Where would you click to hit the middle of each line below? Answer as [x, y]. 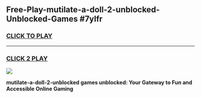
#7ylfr [91, 19]
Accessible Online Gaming [40, 88]
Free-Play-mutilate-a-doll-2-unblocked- [83, 10]
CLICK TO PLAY [29, 36]
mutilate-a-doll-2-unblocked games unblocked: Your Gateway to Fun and [99, 82]
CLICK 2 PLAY [27, 58]
